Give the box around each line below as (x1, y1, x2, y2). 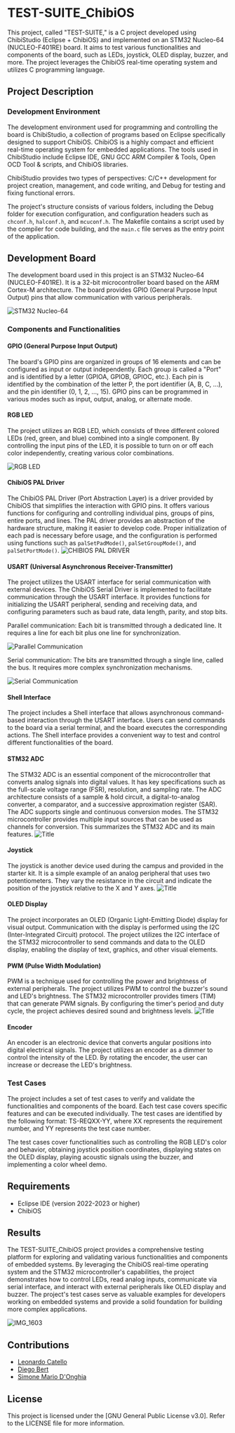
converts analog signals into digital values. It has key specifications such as (7, 778, 226, 786)
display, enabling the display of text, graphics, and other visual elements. (7, 945, 218, 954)
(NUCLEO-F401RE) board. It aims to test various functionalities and (7, 43, 201, 51)
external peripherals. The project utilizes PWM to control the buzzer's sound (7, 985, 228, 993)
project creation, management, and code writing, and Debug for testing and (7, 181, 226, 189)
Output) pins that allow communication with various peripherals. (7, 293, 193, 302)
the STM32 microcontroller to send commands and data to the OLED (7, 938, 206, 946)
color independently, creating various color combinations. (7, 448, 174, 457)
